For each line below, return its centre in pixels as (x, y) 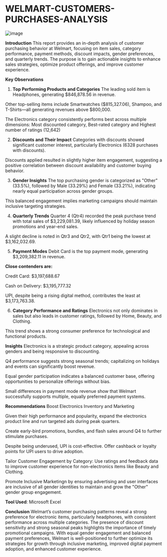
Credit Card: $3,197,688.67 (33, 276)
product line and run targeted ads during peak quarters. (63, 421)
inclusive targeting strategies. (36, 206)
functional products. (26, 336)
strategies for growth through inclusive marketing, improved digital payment (83, 543)
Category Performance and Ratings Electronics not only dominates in (85, 310)
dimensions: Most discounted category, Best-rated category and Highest (81, 124)
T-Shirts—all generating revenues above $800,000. (58, 109)
